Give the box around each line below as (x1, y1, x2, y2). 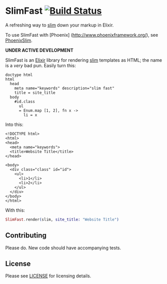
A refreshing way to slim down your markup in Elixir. (5, 22, 114, 28)
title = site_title (14, 90, 56, 95)
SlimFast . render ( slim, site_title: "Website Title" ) (5, 217, 119, 222)
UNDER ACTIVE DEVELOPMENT (5, 47, 74, 53)
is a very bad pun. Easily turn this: (5, 62, 76, 68)
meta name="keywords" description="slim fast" (14, 86, 115, 91)
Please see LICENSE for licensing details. (5, 273, 91, 279)
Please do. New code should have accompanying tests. (5, 245, 121, 251)
